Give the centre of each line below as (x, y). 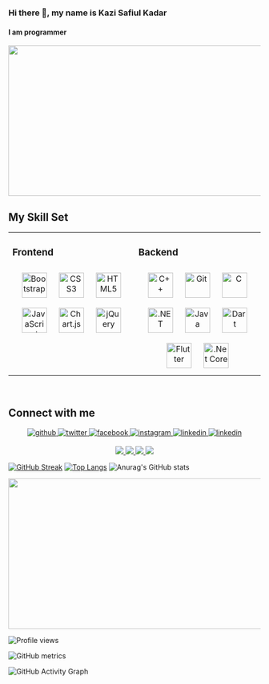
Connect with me (52, 413)
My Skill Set (38, 217)
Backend (159, 253)
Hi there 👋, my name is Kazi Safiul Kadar (88, 13)
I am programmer (38, 32)
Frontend (33, 253)
